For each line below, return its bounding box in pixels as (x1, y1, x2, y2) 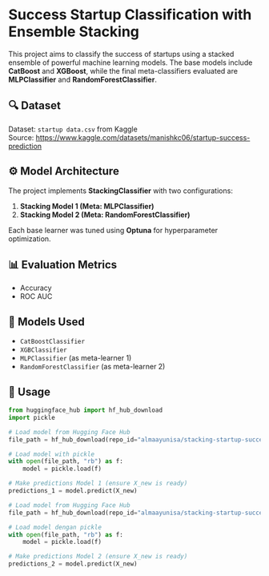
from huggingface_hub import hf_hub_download (8, 406, 163, 414)
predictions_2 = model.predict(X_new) (8, 560, 138, 568)
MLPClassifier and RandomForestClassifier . (8, 75, 158, 84)
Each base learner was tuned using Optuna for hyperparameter (8, 225, 219, 235)
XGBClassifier (19, 346, 67, 354)
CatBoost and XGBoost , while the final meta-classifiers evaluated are (8, 66, 239, 75)
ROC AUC (19, 292, 53, 301)
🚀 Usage (8, 385, 50, 398)
